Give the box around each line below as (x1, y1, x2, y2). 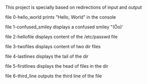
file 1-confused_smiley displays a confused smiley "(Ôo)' (5, 24, 124, 30)
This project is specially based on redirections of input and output (5, 5, 142, 10)
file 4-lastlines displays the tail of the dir (5, 53, 89, 59)
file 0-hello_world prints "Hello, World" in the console (5, 14, 116, 20)
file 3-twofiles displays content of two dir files (5, 44, 101, 50)
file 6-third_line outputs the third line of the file (5, 73, 102, 79)
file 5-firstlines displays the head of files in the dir (5, 63, 109, 69)
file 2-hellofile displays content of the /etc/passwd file (5, 34, 118, 39)
